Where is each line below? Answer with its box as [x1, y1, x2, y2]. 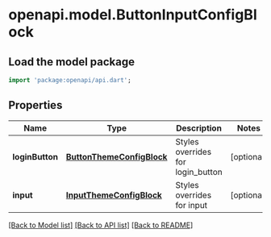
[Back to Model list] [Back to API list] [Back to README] [8, 220, 194, 230]
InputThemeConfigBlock [65, 189, 163, 201]
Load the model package [8, 55, 135, 69]
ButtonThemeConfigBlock [65, 151, 168, 162]
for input [175, 199, 208, 210]
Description [176, 123, 222, 134]
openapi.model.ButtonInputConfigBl [8, 6, 257, 24]
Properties [8, 98, 63, 112]
